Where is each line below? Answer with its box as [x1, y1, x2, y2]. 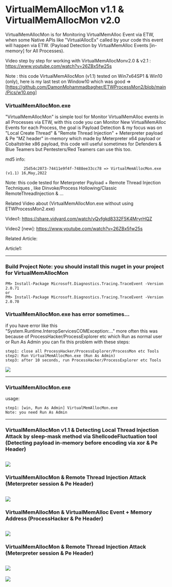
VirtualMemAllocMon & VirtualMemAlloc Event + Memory [5, 508, 152, 515]
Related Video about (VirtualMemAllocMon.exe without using [5, 201, 134, 207]
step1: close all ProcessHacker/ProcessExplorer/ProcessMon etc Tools [5, 349, 159, 354]
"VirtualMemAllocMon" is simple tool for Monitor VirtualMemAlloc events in [5, 114, 164, 120]
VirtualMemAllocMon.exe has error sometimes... [5, 311, 130, 318]
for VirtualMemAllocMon [5, 270, 69, 277]
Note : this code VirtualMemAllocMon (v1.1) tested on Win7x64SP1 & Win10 [5, 73, 163, 79]
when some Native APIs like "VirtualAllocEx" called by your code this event [5, 37, 163, 43]
